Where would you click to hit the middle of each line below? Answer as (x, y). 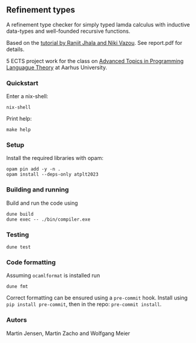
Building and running (38, 190)
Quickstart (22, 83)
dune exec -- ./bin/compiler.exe (48, 219)
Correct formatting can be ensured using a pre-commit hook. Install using (97, 298)
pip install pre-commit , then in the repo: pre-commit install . (84, 304)
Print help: (19, 119)
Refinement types (41, 10)
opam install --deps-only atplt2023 (52, 175)
